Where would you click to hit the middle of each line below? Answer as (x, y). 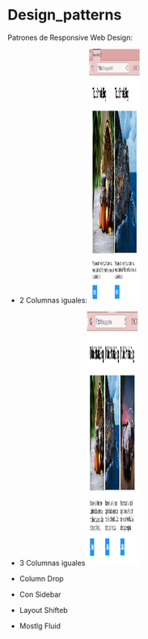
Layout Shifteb (43, 610)
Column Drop (41, 578)
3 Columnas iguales (52, 563)
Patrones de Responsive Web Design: (70, 37)
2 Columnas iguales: (53, 300)
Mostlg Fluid (40, 626)
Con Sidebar (40, 594)
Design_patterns (65, 15)
